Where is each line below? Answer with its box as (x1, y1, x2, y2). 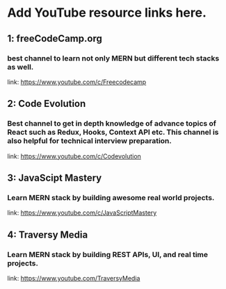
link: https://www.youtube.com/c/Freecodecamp (7, 78, 147, 86)
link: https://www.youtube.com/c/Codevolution (7, 151, 141, 160)
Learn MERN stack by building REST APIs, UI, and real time (7, 249, 209, 259)
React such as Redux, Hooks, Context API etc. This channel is (7, 127, 219, 137)
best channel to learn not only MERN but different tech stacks (7, 53, 220, 63)
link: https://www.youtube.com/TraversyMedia (7, 274, 140, 282)
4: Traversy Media (7, 229, 88, 240)
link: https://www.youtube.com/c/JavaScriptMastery (7, 208, 157, 217)
